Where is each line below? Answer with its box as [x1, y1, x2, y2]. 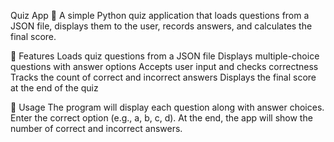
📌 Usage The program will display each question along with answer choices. [10, 101, 325, 113]
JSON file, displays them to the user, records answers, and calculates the [10, 20, 313, 32]
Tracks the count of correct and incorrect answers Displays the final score [10, 71, 317, 83]
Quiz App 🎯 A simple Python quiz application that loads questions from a [10, 10, 310, 21]
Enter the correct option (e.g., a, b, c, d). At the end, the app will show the [10, 112, 313, 124]
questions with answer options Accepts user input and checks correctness [10, 61, 319, 72]
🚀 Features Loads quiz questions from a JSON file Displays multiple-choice [10, 50, 320, 62]
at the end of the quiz [10, 82, 99, 94]
